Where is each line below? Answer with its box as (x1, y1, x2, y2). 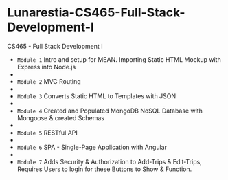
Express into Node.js (16, 63, 76, 71)
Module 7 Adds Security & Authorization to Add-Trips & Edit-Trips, (16, 157, 203, 166)
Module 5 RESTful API (16, 128, 78, 137)
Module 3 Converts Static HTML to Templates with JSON (16, 91, 176, 100)
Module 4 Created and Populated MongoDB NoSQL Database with (16, 106, 203, 115)
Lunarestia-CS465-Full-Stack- (7, 5, 185, 21)
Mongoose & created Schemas (16, 113, 105, 122)
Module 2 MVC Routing (16, 77, 81, 85)
